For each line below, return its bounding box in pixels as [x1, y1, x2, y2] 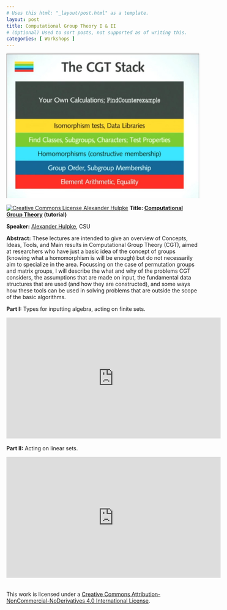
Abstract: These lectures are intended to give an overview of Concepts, [6, 235, 188, 242]
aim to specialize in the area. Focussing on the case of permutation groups [6, 261, 195, 268]
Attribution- [131, 590, 161, 598]
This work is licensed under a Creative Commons [6, 590, 130, 598]
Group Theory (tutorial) [6, 211, 67, 218]
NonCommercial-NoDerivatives [6, 597, 86, 604]
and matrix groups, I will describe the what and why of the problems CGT [6, 267, 191, 275]
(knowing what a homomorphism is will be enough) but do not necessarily [6, 254, 193, 262]
